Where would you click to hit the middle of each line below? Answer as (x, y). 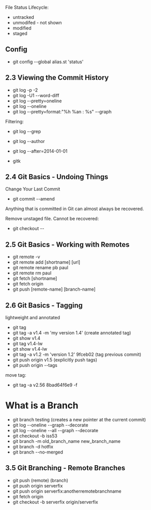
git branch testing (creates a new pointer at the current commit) (79, 420)
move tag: (16, 375)
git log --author (29, 141)
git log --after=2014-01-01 (40, 151)
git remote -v (26, 257)
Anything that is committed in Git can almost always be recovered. (74, 209)
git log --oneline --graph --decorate (50, 425)
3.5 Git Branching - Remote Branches (65, 468)
